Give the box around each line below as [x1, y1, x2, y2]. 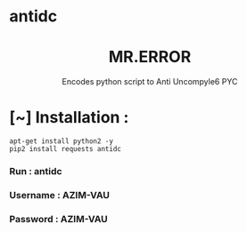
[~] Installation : [9, 108, 129, 128]
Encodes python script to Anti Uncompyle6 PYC [62, 76, 238, 87]
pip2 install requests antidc [9, 145, 122, 154]
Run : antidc [9, 164, 62, 177]
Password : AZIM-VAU [9, 212, 109, 225]
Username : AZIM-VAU [9, 188, 110, 201]
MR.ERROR [108, 47, 192, 68]
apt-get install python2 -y [9, 137, 114, 146]
